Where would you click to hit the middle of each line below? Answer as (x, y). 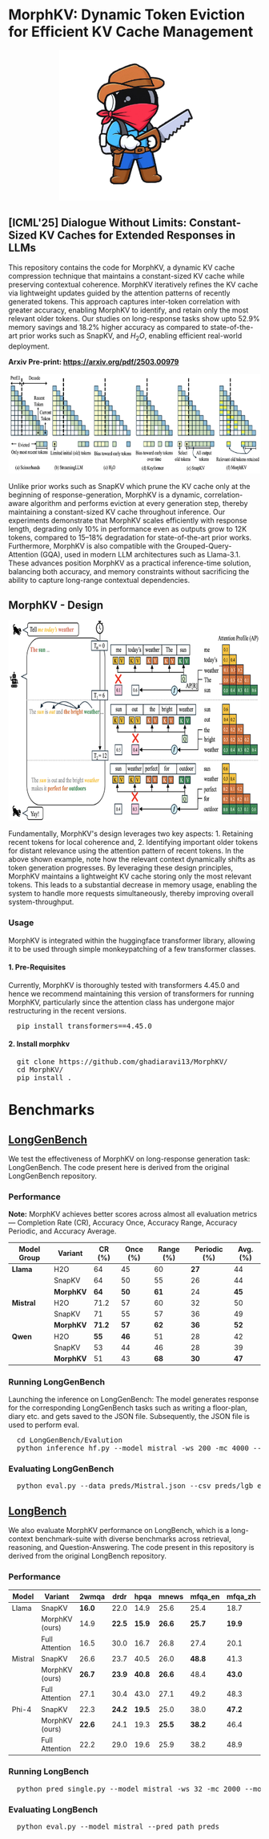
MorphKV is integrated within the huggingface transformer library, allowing (132, 940)
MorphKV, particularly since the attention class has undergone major (121, 1002)
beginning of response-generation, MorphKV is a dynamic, (105, 495)
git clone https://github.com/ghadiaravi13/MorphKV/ (122, 1062)
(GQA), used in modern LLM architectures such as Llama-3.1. (140, 554)
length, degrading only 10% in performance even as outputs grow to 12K (128, 528)
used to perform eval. (44, 1425)
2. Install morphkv (39, 1044)
